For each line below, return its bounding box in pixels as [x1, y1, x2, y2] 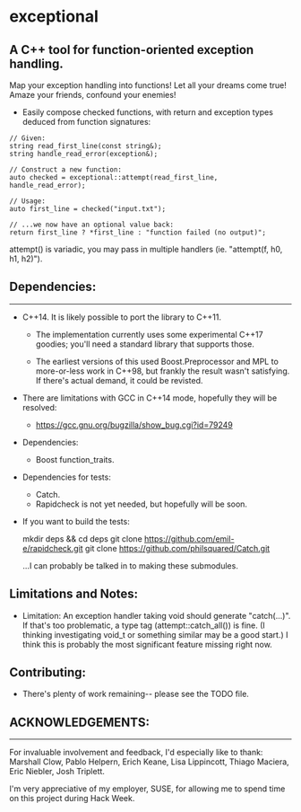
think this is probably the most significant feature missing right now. [21, 639, 273, 649]
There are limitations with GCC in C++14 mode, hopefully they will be [21, 393, 278, 403]
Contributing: [9, 665, 87, 680]
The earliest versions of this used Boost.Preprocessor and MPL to [35, 356, 279, 366]
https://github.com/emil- [144, 533, 235, 544]
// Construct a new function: [9, 165, 123, 174]
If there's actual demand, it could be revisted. [35, 375, 203, 385]
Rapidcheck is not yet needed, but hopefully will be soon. [35, 499, 248, 509]
